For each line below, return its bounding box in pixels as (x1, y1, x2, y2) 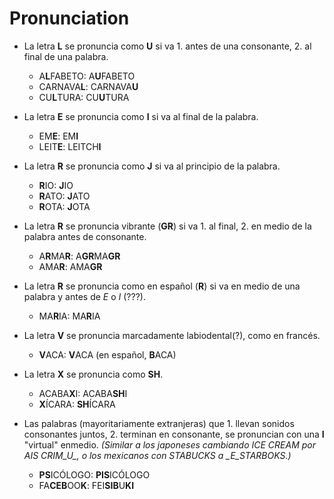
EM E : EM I (38, 130, 79, 142)
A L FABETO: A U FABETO (38, 70, 136, 82)
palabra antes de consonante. (23, 230, 147, 242)
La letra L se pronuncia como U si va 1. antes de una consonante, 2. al (23, 40, 312, 52)
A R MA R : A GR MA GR (38, 250, 121, 262)
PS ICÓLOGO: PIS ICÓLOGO (38, 468, 151, 481)
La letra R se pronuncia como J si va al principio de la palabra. (23, 160, 281, 172)
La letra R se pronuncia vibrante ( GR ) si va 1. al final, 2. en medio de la (23, 220, 312, 232)
